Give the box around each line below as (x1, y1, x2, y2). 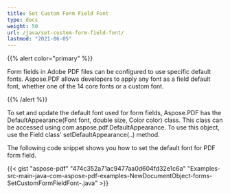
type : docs (7, 16, 38, 23)
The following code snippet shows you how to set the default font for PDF (7, 144, 216, 152)
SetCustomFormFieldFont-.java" (7, 179, 98, 187)
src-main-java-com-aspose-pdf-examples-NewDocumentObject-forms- (7, 172, 213, 180)
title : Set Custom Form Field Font (7, 10, 109, 17)
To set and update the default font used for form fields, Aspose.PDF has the (7, 109, 222, 117)
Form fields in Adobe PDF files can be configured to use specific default (7, 68, 211, 76)
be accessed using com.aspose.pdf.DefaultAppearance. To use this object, (7, 123, 220, 132)
